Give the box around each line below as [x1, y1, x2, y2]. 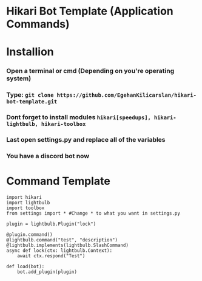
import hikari [6, 194, 42, 200]
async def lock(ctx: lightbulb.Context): [6, 248, 113, 254]
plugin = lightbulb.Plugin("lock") [6, 221, 96, 227]
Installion [6, 45, 54, 59]
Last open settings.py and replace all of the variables [6, 136, 166, 144]
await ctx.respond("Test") [17, 252, 86, 259]
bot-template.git [6, 99, 58, 105]
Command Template [6, 175, 110, 188]
